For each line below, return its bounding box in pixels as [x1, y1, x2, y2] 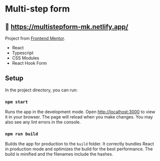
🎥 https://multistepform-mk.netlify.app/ [5, 23, 129, 31]
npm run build [5, 132, 38, 137]
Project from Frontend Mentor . [5, 35, 65, 41]
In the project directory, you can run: [5, 87, 78, 93]
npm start [5, 99, 28, 104]
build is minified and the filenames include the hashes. [5, 151, 114, 157]
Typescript [12, 50, 34, 56]
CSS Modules [12, 55, 40, 61]
